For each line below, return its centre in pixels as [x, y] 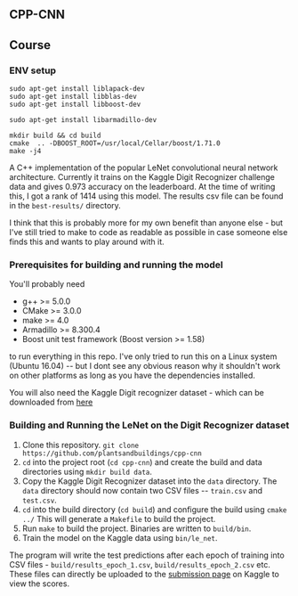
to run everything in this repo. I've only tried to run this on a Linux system [143, 356]
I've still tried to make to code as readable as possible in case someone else [149, 233]
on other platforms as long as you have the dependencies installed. [133, 376]
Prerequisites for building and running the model [117, 265]
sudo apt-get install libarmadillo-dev [83, 120]
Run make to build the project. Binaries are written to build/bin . [137, 528]
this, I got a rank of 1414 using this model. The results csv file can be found [146, 196]
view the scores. [39, 584]
